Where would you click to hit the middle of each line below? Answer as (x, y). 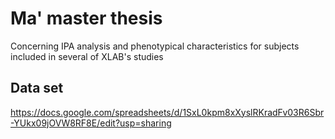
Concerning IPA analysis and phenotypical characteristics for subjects (155, 46)
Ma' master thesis (86, 18)
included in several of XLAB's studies (87, 56)
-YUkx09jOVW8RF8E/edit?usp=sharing (91, 123)
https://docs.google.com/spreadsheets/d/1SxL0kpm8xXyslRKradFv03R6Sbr (167, 112)
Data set (37, 88)
